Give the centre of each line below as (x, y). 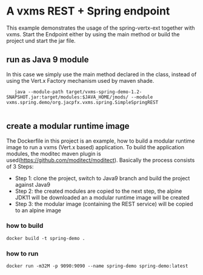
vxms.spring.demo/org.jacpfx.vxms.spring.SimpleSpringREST (82, 102)
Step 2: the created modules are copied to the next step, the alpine (98, 191)
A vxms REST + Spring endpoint (88, 11)
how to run (22, 253)
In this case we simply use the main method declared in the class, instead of (101, 74)
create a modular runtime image (68, 126)
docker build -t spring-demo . (46, 238)
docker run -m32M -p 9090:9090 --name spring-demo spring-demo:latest (97, 266)
